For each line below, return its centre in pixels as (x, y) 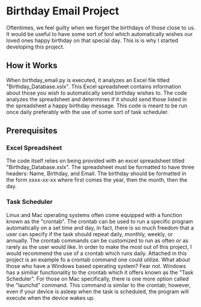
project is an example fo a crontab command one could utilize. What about (98, 260)
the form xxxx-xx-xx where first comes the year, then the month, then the (97, 180)
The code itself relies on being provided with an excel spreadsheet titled (95, 161)
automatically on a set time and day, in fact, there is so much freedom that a (100, 228)
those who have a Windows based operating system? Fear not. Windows (96, 266)
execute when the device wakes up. (51, 297)
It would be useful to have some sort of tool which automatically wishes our (100, 34)
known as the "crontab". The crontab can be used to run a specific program (100, 221)
